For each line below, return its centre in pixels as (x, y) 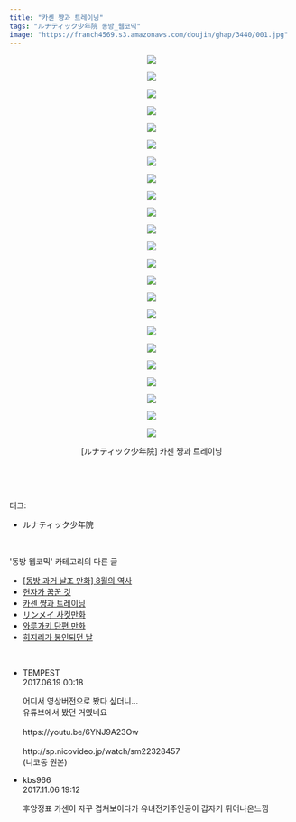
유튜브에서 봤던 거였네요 (65, 713)
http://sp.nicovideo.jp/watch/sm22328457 (101, 751)
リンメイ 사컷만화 (54, 615)
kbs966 (37, 780)
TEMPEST (41, 673)
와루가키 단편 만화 (54, 626)
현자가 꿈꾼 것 (46, 592)
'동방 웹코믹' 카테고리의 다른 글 (64, 562)
